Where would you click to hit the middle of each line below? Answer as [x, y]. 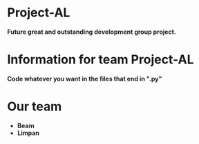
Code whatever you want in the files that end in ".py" [85, 79]
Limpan [28, 133]
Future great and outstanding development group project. [92, 32]
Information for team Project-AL [101, 60]
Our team [35, 106]
